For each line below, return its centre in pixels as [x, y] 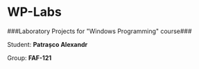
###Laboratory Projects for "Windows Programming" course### [99, 31]
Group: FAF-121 [29, 58]
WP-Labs [35, 12]
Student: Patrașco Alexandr [47, 44]
